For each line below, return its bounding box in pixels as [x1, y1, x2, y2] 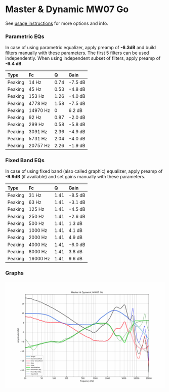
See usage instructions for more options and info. [5, 20, 109, 26]
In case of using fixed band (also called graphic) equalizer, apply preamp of [5, 168, 163, 174]
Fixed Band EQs [5, 156, 45, 164]
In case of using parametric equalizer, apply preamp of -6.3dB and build [5, 45, 156, 51]
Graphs [5, 269, 24, 277]
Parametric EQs [5, 33, 45, 40]
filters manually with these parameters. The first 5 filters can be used [5, 50, 149, 56]
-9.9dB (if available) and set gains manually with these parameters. [5, 174, 146, 180]
